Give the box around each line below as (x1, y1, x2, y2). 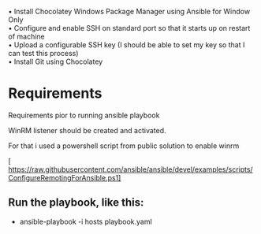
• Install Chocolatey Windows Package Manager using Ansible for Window (8, 7, 251, 16)
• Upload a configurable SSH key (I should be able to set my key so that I (8, 40, 245, 50)
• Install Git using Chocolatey (8, 57, 103, 66)
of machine (8, 32, 45, 41)
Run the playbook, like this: (8, 196, 144, 210)
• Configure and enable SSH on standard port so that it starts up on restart (8, 24, 251, 32)
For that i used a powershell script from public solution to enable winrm (8, 141, 240, 150)
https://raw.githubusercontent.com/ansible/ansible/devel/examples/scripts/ (8, 165, 254, 174)
